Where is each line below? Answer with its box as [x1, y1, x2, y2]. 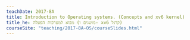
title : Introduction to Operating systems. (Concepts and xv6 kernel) [6, 14, 185, 20]
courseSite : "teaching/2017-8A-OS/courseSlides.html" [6, 25, 143, 31]
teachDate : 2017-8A [6, 8, 55, 15]
